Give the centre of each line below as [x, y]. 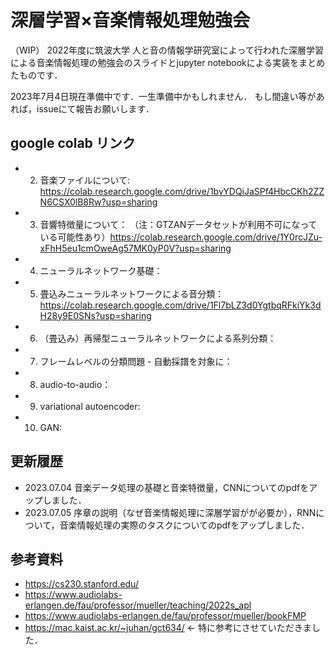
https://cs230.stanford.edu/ [81, 584]
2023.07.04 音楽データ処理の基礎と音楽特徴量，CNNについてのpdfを [167, 487]
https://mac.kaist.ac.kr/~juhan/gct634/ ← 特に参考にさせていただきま [168, 628]
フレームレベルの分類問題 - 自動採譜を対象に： [136, 361]
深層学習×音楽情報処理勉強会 [130, 20]
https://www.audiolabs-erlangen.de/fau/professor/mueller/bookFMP [165, 616]
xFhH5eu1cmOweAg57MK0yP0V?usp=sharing [135, 248]
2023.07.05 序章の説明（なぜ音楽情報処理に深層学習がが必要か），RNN [170, 512]
